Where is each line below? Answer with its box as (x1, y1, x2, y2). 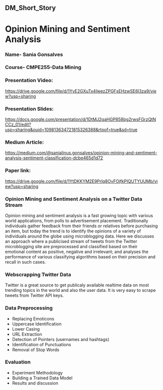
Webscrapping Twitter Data (5, 271, 71, 278)
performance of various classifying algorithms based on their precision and (5, 254, 156, 259)
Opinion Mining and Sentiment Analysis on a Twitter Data (5, 195, 142, 202)
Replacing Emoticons (12, 316, 54, 322)
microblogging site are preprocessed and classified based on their (5, 243, 138, 249)
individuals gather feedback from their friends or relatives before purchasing (5, 223, 158, 229)
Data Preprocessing (5, 305, 53, 311)
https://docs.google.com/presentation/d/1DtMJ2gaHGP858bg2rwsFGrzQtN (5, 117, 156, 122)
